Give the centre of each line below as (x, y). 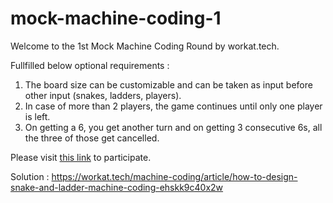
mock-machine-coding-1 (116, 18)
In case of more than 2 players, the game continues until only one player (173, 106)
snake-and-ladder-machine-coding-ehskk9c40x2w (117, 187)
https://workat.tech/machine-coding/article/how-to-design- (174, 176)
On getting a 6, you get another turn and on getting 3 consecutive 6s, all (173, 127)
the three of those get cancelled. (92, 138)
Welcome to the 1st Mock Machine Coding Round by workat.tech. (145, 46)
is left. (37, 116)
